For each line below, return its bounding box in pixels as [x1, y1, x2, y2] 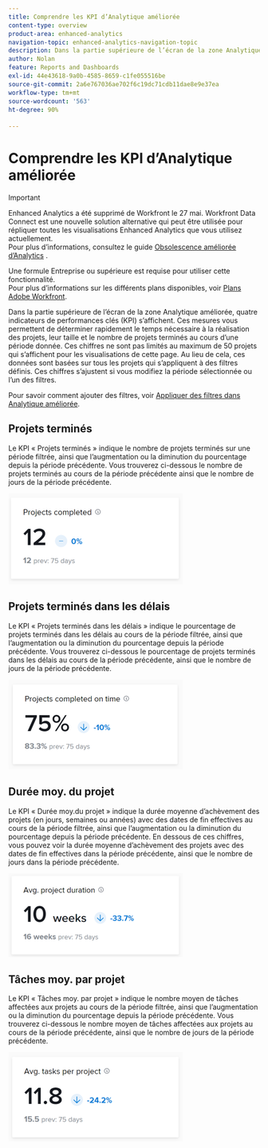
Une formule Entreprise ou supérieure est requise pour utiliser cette [8, 266, 231, 276]
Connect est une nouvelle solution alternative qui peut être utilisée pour [8, 216, 243, 227]
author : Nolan [8, 55, 56, 63]
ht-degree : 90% [8, 105, 59, 113]
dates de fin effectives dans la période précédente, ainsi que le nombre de [8, 848, 253, 858]
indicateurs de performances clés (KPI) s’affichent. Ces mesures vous [8, 316, 238, 325]
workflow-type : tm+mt [8, 89, 81, 97]
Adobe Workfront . [8, 292, 68, 301]
